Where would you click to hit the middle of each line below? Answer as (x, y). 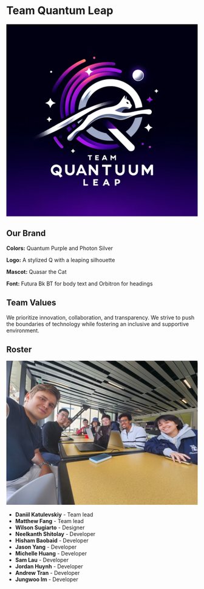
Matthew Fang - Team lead (49, 521)
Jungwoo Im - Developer (47, 579)
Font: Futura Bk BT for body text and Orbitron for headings (80, 284)
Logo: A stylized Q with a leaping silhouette (61, 260)
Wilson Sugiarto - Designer (50, 527)
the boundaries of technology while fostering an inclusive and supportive (98, 324)
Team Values (31, 303)
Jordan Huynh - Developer (49, 566)
